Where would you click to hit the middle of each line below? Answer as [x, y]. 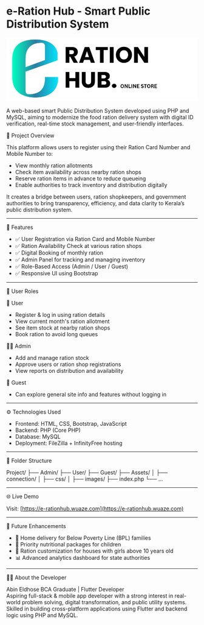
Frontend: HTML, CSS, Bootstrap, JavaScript [71, 424]
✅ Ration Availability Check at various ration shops [78, 246]
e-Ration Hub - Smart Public [78, 11]
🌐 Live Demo [23, 496]
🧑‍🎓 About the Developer [36, 577]
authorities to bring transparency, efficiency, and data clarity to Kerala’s [96, 203]
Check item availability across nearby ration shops [78, 172]
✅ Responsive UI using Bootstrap [56, 274]
